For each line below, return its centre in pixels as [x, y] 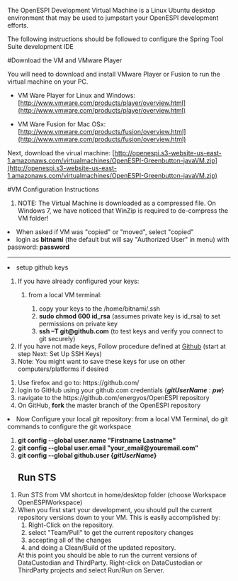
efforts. [18, 25]
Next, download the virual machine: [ [61, 153]
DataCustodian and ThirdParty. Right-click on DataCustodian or [110, 563]
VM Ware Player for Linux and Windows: [76, 95]
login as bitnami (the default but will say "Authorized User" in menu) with [123, 239]
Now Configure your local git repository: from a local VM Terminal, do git [122, 419]
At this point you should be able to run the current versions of [107, 555]
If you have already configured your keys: [78, 281]
